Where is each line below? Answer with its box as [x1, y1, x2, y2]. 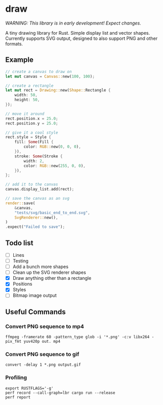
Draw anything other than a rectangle [12, 275, 91, 281]
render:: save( [5, 200, 36, 206]
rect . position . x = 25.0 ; [5, 116, 58, 121]
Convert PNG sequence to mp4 [5, 323, 84, 330]
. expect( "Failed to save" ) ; [5, 224, 65, 230]
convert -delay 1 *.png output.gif [5, 362, 81, 368]
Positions [12, 281, 32, 287]
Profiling [5, 374, 27, 381]
